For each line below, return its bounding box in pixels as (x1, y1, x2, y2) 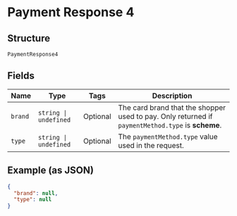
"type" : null (13, 196, 52, 203)
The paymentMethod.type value (118, 132, 218, 141)
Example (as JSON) (7, 165, 94, 177)
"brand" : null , (13, 189, 59, 197)
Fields (7, 70, 35, 82)
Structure (7, 32, 51, 44)
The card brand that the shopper (118, 103, 226, 113)
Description (152, 91, 193, 101)
